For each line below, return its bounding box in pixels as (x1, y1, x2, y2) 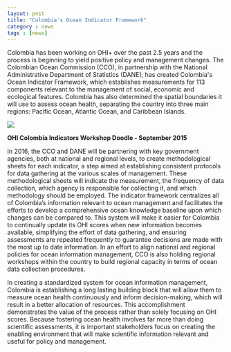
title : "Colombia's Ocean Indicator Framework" (7, 17, 147, 24)
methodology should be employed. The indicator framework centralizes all (7, 191, 219, 200)
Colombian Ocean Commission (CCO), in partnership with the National (7, 63, 207, 71)
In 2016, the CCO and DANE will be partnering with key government (7, 147, 199, 156)
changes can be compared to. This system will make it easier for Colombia (7, 213, 220, 222)
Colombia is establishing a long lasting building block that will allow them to (7, 285, 222, 294)
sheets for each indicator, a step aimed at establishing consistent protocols (7, 162, 221, 170)
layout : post (7, 10, 45, 17)
